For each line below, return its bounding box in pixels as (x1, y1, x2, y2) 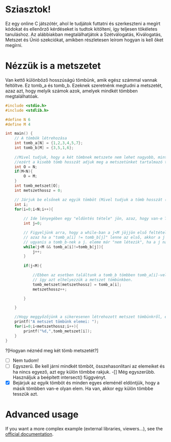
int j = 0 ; (23, 221, 42, 226)
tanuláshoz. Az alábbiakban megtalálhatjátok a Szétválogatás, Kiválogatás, (5, 31, 162, 37)
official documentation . (5, 431, 54, 437)
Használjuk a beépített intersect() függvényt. (12, 374, 107, 380)
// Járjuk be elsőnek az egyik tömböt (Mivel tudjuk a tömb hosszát (14, 197, 163, 202)
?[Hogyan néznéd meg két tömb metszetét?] (5, 347, 99, 353)
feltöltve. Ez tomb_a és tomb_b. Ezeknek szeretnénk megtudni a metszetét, (5, 82, 163, 88)
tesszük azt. (12, 390, 39, 397)
